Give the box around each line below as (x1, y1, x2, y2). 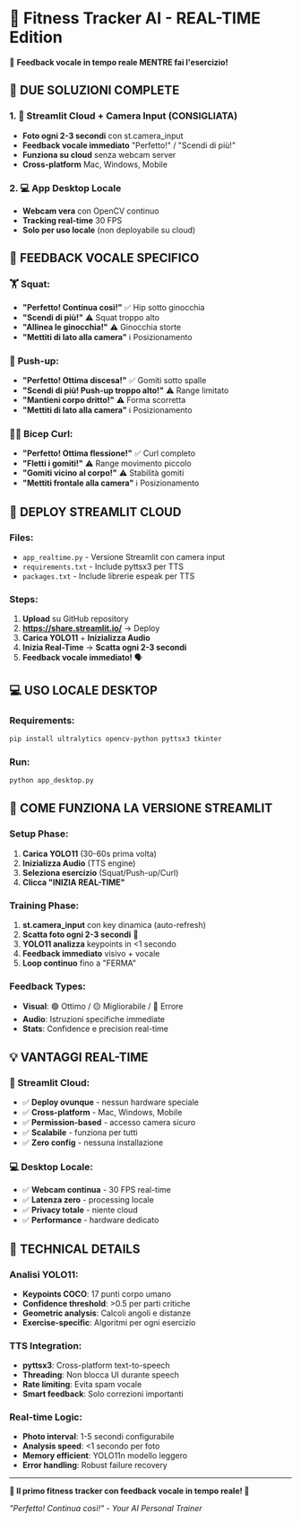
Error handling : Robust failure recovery (21, 1460, 168, 1471)
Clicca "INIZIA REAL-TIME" (21, 877, 125, 888)
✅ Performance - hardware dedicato (21, 1215, 159, 1226)
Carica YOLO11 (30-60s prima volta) (21, 848, 157, 859)
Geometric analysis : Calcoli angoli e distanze (21, 1308, 191, 1318)
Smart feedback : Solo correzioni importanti (21, 1388, 184, 1399)
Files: (9, 531, 34, 544)
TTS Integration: (9, 1339, 82, 1351)
